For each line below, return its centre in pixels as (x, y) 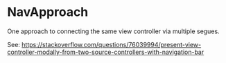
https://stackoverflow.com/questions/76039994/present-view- (112, 44)
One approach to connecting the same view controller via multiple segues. (113, 31)
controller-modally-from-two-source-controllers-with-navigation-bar (106, 52)
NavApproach (48, 12)
